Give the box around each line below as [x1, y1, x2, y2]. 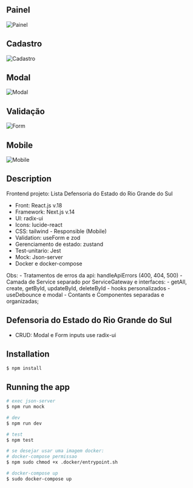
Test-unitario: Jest [15, 246, 61, 254]
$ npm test [6, 437, 34, 443]
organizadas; [6, 298, 39, 305]
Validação [6, 106, 46, 116]
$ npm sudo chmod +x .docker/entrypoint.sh [6, 459, 118, 465]
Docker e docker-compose [15, 260, 83, 267]
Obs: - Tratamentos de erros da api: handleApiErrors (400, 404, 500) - [6, 271, 183, 279]
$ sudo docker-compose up [6, 476, 72, 482]
